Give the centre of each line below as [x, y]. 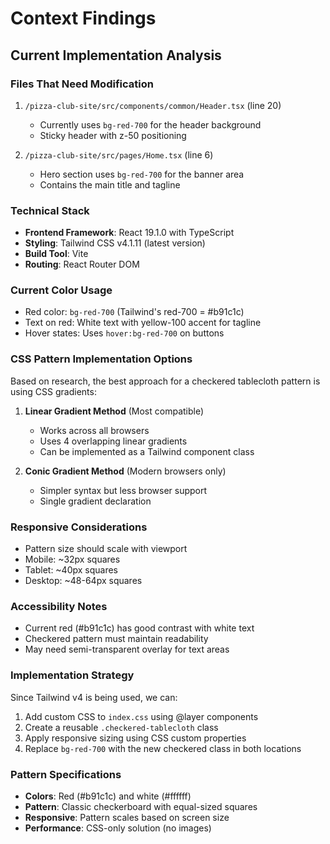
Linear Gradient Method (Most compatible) [114, 411]
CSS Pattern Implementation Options [101, 359]
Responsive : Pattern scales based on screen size [127, 817]
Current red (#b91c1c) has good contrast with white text [139, 628]
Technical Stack [50, 210]
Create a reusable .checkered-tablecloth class [121, 727]
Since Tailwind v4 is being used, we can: [94, 697]
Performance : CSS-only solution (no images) [118, 828]
